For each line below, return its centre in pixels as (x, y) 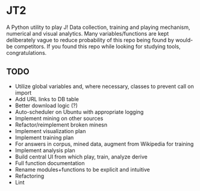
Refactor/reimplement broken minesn (61, 125)
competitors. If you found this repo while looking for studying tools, (97, 46)
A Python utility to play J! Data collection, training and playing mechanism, (98, 27)
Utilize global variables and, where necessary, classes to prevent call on (105, 86)
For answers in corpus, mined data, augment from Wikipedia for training (104, 144)
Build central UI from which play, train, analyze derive (81, 157)
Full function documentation (50, 163)
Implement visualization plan (50, 131)
